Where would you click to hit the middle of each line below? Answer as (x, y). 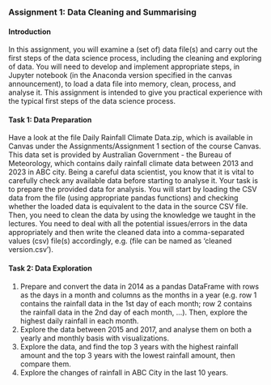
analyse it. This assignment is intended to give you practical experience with (135, 92)
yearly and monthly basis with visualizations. (95, 338)
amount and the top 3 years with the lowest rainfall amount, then (127, 355)
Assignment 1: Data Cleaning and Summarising (102, 12)
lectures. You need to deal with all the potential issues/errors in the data (128, 224)
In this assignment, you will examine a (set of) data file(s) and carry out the (133, 49)
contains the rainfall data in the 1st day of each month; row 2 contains (136, 303)
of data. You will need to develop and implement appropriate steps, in (124, 66)
